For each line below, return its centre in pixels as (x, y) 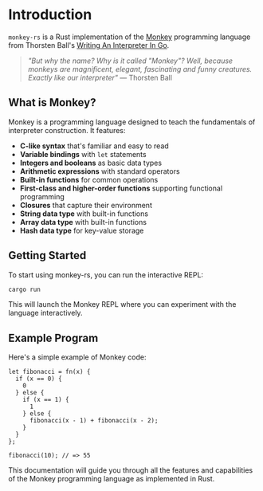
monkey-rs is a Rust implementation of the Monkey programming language (130, 37)
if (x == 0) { (39, 379)
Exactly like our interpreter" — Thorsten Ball (100, 77)
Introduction (50, 15)
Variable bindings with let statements (83, 154)
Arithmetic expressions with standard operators (100, 171)
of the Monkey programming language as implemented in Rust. (112, 479)
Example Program (53, 338)
